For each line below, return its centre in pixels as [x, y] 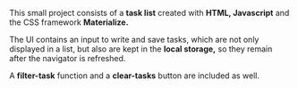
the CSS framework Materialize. [69, 22]
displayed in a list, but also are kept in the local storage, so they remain [141, 49]
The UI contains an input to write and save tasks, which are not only [134, 40]
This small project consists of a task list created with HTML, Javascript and [149, 13]
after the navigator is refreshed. [68, 58]
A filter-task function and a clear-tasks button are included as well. [134, 76]
